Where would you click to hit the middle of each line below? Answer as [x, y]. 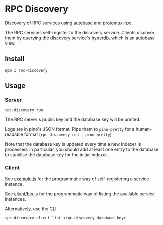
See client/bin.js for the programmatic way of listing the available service [80, 194]
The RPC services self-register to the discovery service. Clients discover [80, 32]
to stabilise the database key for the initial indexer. [57, 155]
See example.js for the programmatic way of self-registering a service [77, 179]
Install [15, 59]
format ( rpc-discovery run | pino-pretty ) [68, 134]
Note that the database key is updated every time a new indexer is [73, 144]
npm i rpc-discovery [27, 70]
